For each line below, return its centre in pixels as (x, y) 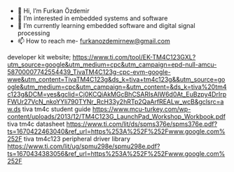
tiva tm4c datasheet (36, 124)
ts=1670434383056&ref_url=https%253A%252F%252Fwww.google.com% (116, 153)
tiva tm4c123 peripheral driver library (77, 139)
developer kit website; (39, 57)
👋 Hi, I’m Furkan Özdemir (53, 11)
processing (34, 33)
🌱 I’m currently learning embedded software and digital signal (106, 26)
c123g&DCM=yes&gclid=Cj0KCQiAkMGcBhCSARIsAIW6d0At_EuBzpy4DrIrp (117, 94)
